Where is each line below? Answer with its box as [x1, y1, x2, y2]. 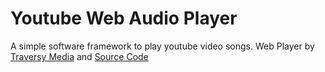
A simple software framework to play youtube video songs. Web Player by [10, 40, 315, 52]
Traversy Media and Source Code [10, 50, 149, 62]
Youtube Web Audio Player [10, 7, 238, 30]
